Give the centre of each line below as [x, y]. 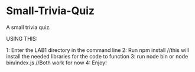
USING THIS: [22, 38]
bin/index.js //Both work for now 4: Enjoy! [57, 63]
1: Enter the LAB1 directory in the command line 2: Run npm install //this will [97, 50]
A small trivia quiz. [29, 27]
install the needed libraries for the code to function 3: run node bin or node [97, 56]
